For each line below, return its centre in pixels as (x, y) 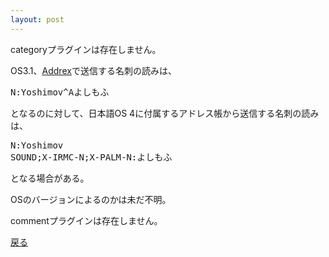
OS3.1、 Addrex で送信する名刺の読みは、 (93, 70)
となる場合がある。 (50, 178)
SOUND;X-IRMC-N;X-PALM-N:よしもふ (91, 157)
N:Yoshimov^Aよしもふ (60, 92)
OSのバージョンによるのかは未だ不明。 (91, 199)
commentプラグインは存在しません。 (86, 220)
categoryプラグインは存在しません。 (86, 49)
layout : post (37, 19)
